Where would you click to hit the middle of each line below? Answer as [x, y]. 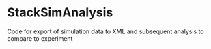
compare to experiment [40, 38]
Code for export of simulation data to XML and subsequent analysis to [106, 31]
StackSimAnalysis [60, 13]
